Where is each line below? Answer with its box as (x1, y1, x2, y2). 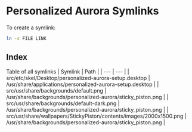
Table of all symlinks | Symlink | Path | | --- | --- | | (6, 67, 129, 75)
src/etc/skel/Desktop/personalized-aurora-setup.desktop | (6, 74, 150, 81)
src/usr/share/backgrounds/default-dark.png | (6, 100, 120, 107)
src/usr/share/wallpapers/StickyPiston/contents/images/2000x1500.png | (6, 112, 187, 119)
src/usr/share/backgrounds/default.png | (6, 87, 107, 94)
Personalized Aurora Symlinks (6, 4, 159, 18)
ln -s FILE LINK (6, 35, 47, 41)
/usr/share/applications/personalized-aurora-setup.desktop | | (6, 81, 159, 88)
